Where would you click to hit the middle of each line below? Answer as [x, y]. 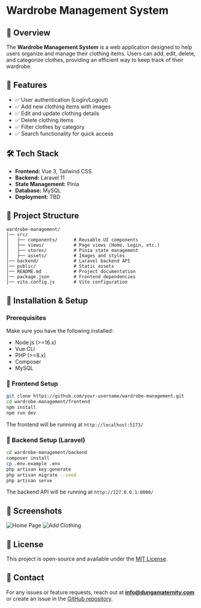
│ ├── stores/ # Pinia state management [72, 250]
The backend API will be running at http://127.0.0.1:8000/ [80, 492]
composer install [28, 458]
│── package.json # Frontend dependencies [71, 277]
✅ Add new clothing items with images [63, 107]
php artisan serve [29, 480]
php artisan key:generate [39, 469]
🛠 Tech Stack [32, 154]
